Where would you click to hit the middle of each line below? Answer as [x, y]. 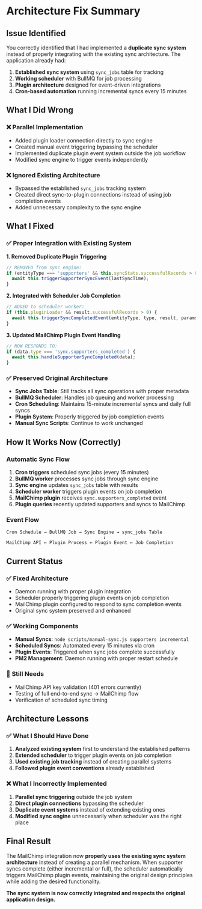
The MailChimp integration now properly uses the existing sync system [96, 855]
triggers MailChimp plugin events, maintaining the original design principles [100, 875]
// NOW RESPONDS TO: [32, 346]
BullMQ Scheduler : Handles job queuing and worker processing [94, 397]
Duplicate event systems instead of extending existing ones [90, 809]
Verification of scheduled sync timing [61, 700]
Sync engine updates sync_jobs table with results [76, 485]
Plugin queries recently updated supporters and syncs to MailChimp [100, 504]
